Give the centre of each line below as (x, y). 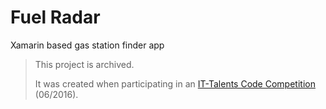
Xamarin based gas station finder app (87, 45)
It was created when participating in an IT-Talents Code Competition (175, 83)
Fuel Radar (55, 17)
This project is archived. (84, 64)
